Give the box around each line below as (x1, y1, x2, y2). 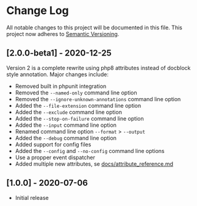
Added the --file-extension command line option (15, 102, 141, 109)
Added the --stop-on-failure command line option (15, 115, 145, 122)
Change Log (6, 4, 69, 18)
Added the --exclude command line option (15, 108, 122, 116)
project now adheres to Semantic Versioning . (6, 30, 120, 37)
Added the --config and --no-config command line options (15, 147, 165, 154)
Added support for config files (15, 141, 91, 148)
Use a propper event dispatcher (15, 154, 96, 161)
